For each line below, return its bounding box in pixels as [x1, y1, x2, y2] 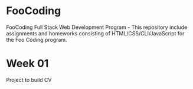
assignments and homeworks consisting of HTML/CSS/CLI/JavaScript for [6, 29, 185, 37]
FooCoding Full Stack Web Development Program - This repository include [6, 24, 188, 31]
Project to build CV [6, 76, 52, 83]
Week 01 [6, 57, 49, 70]
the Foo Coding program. [6, 36, 67, 43]
